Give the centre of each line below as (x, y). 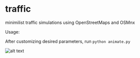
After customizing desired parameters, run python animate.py (68, 41)
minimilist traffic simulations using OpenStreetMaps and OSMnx (70, 22)
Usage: (12, 32)
